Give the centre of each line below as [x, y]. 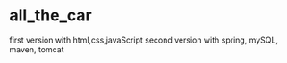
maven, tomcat [37, 49]
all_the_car [51, 16]
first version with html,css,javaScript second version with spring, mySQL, [144, 40]
